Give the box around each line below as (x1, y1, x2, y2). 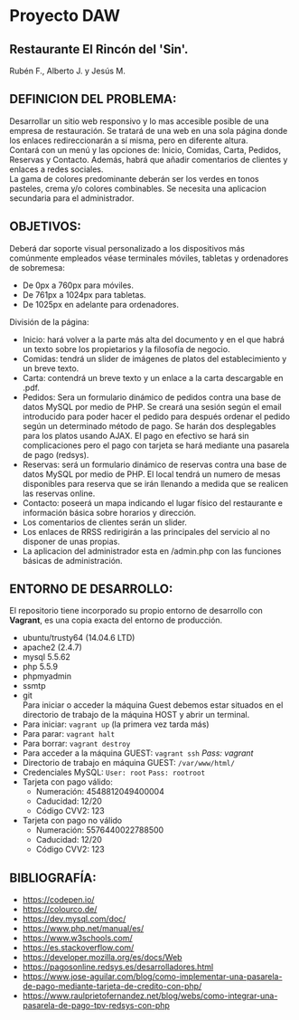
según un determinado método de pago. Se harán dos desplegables (22, 420, 276, 431)
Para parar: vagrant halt (22, 729, 116, 739)
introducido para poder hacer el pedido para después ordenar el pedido (22, 411, 291, 422)
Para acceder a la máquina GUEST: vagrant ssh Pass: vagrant (22, 748, 254, 758)
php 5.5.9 (22, 662, 59, 672)
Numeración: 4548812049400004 (35, 786, 164, 797)
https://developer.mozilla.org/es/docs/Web (22, 952, 182, 963)
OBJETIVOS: (9, 219, 81, 234)
